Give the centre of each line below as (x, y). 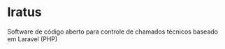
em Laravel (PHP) (32, 38)
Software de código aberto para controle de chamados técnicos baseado (113, 31)
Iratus (24, 12)
